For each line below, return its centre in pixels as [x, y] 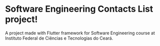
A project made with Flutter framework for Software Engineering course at [80, 33]
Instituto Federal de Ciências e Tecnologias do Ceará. [59, 38]
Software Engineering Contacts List [79, 9]
